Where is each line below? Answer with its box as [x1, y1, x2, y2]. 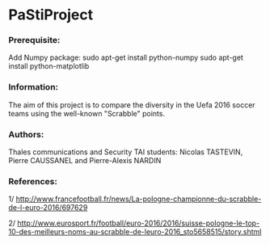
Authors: [8, 128, 44, 140]
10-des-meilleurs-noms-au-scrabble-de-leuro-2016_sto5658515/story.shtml [8, 227, 262, 237]
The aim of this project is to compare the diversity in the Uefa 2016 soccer [8, 99, 256, 110]
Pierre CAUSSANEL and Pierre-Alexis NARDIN [8, 156, 162, 166]
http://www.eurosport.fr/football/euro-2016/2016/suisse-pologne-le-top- [17, 218, 260, 228]
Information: [8, 82, 59, 93]
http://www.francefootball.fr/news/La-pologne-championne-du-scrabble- [15, 194, 262, 204]
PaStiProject [8, 6, 94, 24]
